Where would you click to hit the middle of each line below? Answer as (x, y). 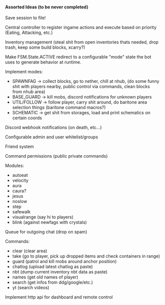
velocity (20, 180)
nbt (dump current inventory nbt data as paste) (60, 272)
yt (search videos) (31, 288)
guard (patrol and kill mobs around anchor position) (64, 262)
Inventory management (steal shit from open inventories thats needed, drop (82, 42)
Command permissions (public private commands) (56, 156)
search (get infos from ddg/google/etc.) (52, 282)
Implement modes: (24, 72)
